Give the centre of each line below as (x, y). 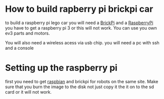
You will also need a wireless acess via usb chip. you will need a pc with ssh (82, 42)
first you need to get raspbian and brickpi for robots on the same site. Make (82, 81)
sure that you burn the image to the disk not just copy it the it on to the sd (80, 87)
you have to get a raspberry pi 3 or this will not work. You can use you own (81, 28)
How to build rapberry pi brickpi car (79, 9)
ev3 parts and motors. (28, 33)
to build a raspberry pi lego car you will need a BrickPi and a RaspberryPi (79, 23)
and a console (19, 48)
